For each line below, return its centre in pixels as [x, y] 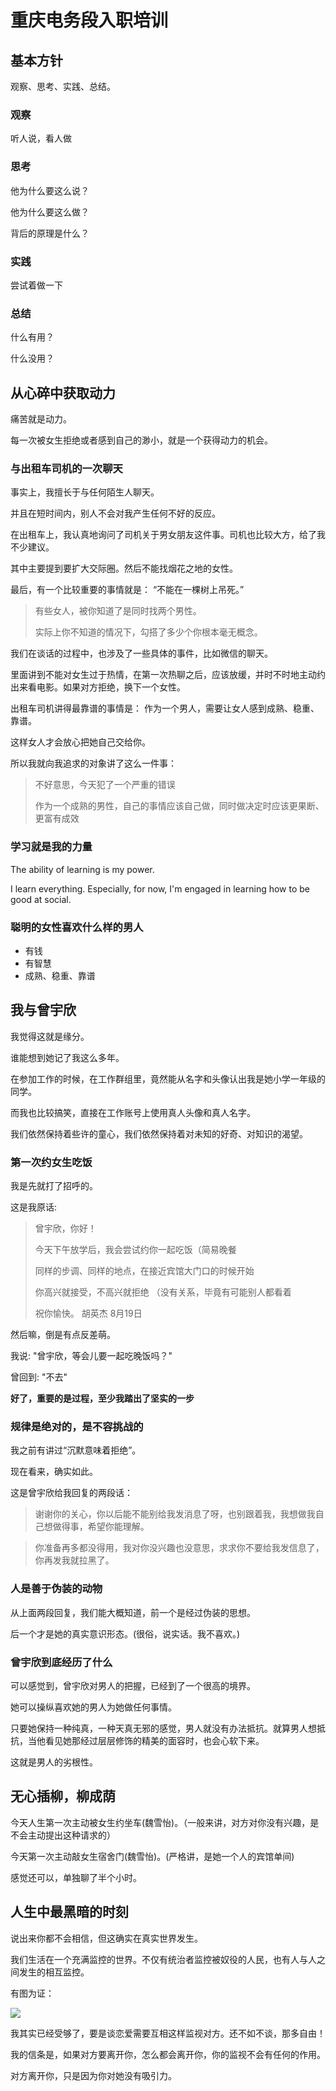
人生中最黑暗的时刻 [69, 1912]
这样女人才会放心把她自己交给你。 [80, 742]
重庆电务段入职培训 [89, 20]
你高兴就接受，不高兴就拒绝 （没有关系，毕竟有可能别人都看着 [163, 1292]
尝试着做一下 [36, 285]
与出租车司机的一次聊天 [66, 468]
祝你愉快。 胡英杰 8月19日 [88, 1313]
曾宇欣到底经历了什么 [61, 1662]
